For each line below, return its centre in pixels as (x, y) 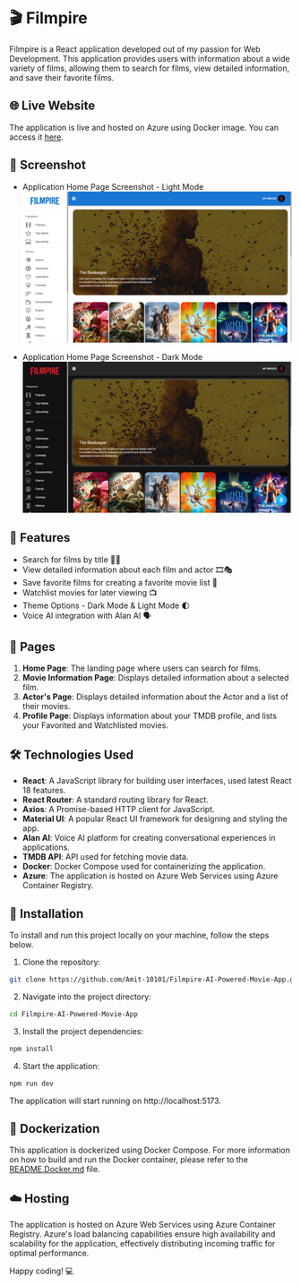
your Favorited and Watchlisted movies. (95, 725)
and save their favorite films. (62, 77)
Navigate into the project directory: (87, 997)
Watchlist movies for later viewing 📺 (90, 592)
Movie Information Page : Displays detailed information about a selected (155, 678)
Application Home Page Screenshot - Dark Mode (112, 356)
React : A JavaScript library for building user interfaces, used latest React (157, 781)
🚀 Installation (47, 914)
